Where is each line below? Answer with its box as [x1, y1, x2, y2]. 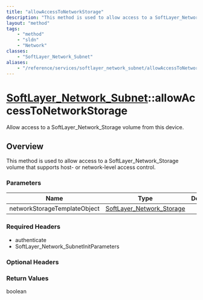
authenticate [14, 236, 47, 243]
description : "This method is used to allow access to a [6, 14, 153, 21]
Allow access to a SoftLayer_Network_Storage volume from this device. [6, 124, 184, 131]
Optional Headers [6, 258, 59, 266]
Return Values [6, 274, 49, 282]
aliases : [6, 59, 28, 65]
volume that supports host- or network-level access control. [6, 164, 156, 171]
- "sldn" [17, 37, 39, 43]
